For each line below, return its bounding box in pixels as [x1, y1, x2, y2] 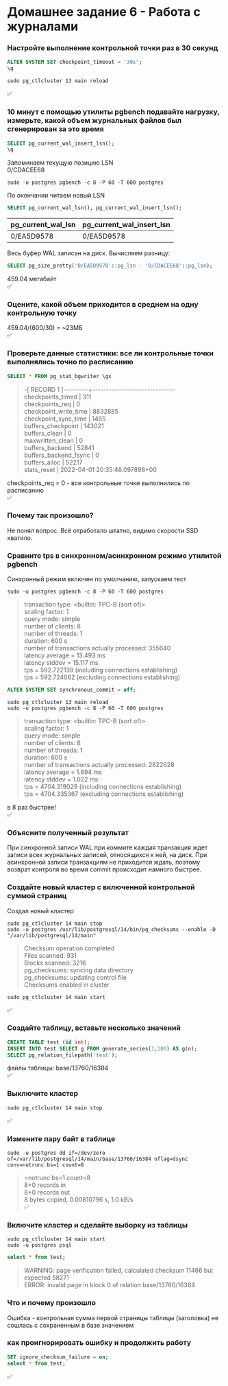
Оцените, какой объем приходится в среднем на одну [7, 299, 199, 309]
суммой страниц [7, 891, 67, 901]
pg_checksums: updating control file [23, 973, 127, 981]
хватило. [7, 533, 33, 542]
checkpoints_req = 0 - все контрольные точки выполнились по [7, 478, 190, 487]
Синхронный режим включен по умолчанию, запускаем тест [7, 575, 187, 583]
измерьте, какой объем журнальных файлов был [7, 116, 182, 126]
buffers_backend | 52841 [23, 443, 94, 451]
